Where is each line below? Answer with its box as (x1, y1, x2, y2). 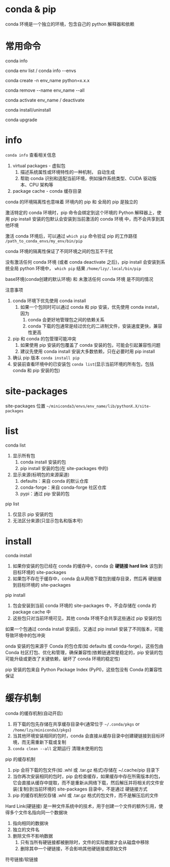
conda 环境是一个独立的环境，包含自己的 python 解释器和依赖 (5, 21, 134, 27)
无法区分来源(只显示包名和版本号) (12, 517, 83, 523)
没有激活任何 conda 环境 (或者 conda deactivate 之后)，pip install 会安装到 (5, 259, 161, 265)
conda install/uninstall (5, 106, 51, 113)
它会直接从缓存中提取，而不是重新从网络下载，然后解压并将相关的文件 (12, 779, 160, 785)
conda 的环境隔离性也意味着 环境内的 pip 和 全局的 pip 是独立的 (5, 199, 138, 205)
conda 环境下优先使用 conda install (12, 298, 86, 304)
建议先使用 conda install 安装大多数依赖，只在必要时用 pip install (20, 348, 155, 354)
